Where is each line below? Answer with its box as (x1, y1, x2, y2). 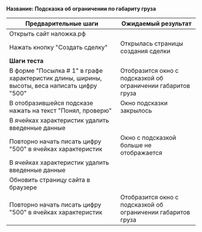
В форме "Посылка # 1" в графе (9, 66, 103, 75)
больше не (120, 141, 152, 149)
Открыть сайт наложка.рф (9, 30, 86, 38)
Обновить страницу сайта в (9, 176, 90, 184)
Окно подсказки (120, 99, 168, 107)
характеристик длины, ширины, (9, 74, 102, 82)
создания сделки (120, 47, 171, 55)
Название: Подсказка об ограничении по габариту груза (6, 5, 156, 12)
